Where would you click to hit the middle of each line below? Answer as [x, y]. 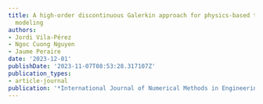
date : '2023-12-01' [40, 59]
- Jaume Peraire [34, 52]
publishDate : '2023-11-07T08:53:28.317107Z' [82, 66]
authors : [22, 30]
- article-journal [38, 81]
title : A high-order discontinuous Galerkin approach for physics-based [129, 15]
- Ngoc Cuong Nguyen [42, 45]
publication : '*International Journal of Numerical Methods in [113, 88]
